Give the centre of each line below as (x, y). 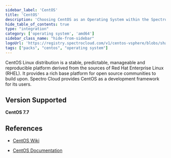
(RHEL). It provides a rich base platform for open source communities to (81, 73)
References (24, 128)
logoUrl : (15, 43)
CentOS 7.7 (17, 112)
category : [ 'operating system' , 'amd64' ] (50, 34)
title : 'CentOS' (22, 15)
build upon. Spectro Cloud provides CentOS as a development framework (82, 78)
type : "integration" (27, 29)
